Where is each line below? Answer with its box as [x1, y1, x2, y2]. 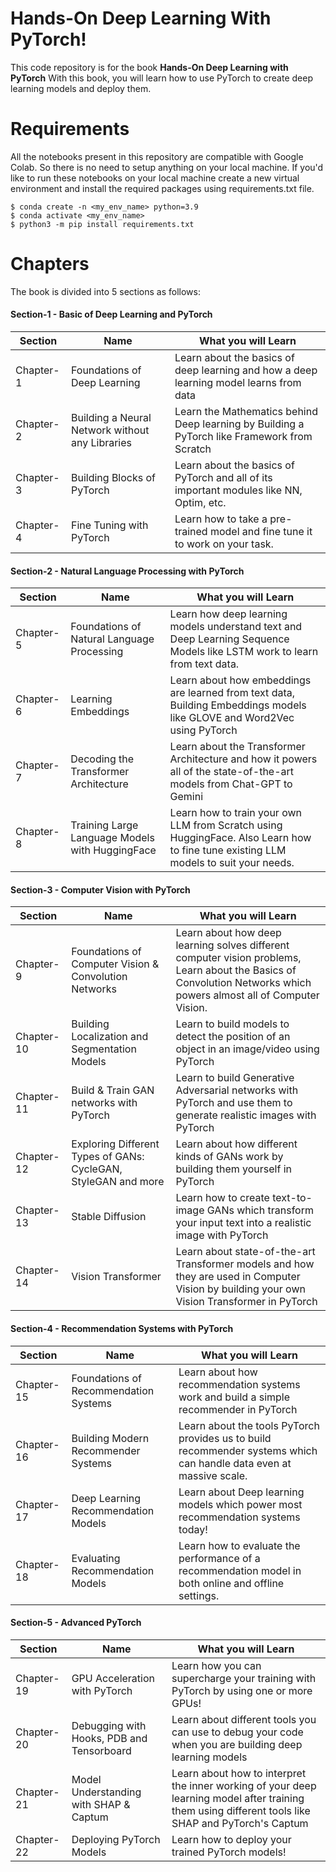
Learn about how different [175, 1137, 298, 1151]
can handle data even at [178, 1456, 292, 1470]
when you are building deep [171, 1737, 303, 1751]
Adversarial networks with [175, 1083, 299, 1097]
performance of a [178, 1551, 261, 1565]
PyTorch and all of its [174, 471, 273, 485]
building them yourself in [175, 1162, 292, 1176]
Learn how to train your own [169, 806, 303, 820]
